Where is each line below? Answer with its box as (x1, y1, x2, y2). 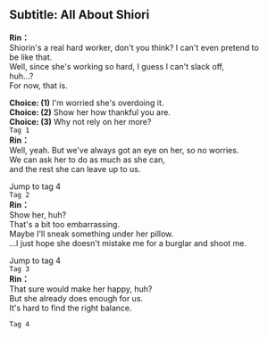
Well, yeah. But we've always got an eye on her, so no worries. (9, 144, 239, 155)
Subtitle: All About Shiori (9, 7, 150, 22)
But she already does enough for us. (9, 293, 144, 303)
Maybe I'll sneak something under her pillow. (9, 228, 174, 239)
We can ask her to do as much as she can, (9, 154, 165, 165)
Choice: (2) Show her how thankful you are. (9, 106, 172, 118)
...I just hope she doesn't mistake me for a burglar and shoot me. (9, 237, 247, 248)
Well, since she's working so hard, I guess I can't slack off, (9, 61, 225, 71)
